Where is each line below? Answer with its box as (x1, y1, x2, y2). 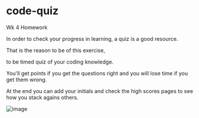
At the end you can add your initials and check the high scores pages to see (6, 87, 193, 94)
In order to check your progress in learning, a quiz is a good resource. (6, 35, 178, 42)
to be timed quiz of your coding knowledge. (6, 58, 114, 65)
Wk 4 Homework (6, 24, 48, 31)
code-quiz (6, 4, 59, 18)
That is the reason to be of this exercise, (6, 46, 106, 54)
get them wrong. (6, 76, 47, 83)
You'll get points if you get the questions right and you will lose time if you (6, 69, 188, 76)
